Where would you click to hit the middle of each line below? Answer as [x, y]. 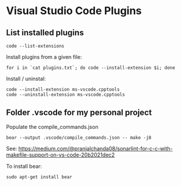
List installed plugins [45, 33]
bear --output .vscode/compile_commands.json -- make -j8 [79, 137]
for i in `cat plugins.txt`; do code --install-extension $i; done [91, 68]
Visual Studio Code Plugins [74, 11]
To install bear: [24, 166]
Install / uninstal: [26, 79]
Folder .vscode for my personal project [79, 113]
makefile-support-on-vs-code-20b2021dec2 [60, 155]
